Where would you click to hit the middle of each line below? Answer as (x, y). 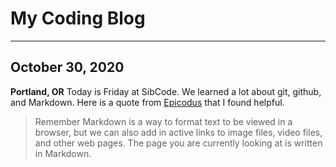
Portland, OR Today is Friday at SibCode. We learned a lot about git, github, (166, 91)
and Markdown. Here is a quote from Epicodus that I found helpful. (147, 102)
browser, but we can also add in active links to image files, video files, (178, 132)
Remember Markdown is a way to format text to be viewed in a (163, 121)
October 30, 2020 (67, 67)
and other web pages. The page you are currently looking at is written (178, 143)
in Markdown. (63, 153)
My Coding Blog (78, 18)
